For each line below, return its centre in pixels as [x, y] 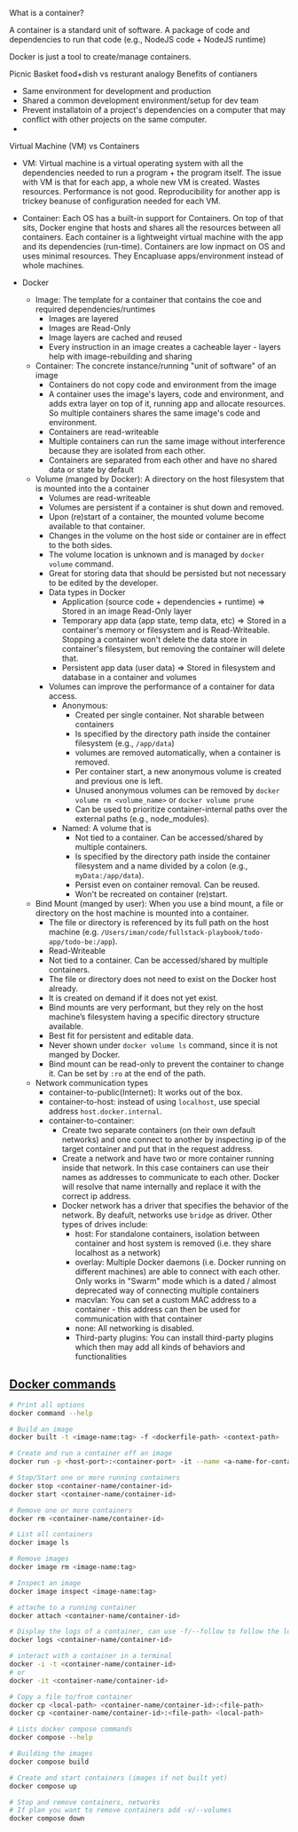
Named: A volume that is [107, 828]
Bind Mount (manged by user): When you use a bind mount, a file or [159, 904]
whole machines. [53, 265]
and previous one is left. [119, 781]
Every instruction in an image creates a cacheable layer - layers [165, 347]
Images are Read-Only [90, 328]
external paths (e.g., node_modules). [142, 819]
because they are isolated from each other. [127, 451]
